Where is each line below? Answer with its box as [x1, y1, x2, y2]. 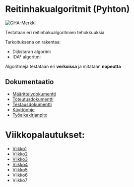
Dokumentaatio [5, 78, 54, 86]
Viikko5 [12, 167, 28, 173]
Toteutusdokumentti [12, 96, 54, 102]
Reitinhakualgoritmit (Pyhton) [5, 3, 130, 15]
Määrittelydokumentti [12, 91, 56, 97]
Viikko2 [12, 151, 28, 157]
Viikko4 [12, 161, 28, 167]
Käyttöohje [12, 106, 35, 112]
